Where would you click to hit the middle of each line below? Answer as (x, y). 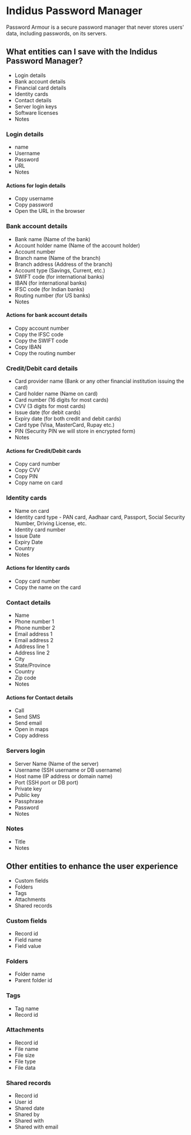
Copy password (34, 205)
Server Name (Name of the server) (56, 763)
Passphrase (29, 801)
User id (23, 1102)
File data (25, 1067)
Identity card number (40, 529)
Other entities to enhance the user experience (92, 867)
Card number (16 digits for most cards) (61, 400)
